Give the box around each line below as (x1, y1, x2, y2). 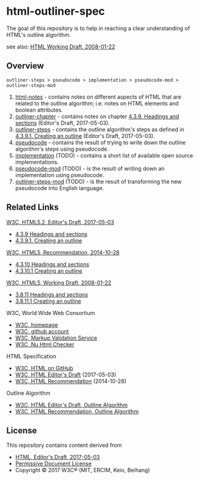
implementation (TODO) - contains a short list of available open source (15, 151, 194, 159)
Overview (6, 61, 45, 71)
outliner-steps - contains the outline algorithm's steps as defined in (15, 126, 184, 133)
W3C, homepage (15, 321, 58, 329)
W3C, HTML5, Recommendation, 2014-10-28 (6, 248, 120, 256)
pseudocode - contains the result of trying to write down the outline (15, 139, 186, 146)
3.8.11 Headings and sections (15, 291, 89, 298)
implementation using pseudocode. (15, 171, 104, 178)
